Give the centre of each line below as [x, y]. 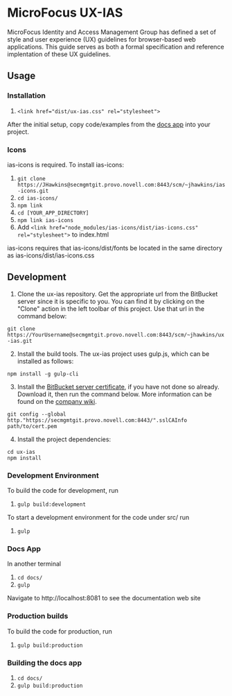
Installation [27, 96]
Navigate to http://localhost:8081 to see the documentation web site [104, 598]
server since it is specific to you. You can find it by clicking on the [111, 301]
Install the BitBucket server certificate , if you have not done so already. [118, 387]
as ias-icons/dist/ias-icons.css [51, 255]
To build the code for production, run [60, 631]
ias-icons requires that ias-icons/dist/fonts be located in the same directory [115, 248]
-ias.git [20, 341]
